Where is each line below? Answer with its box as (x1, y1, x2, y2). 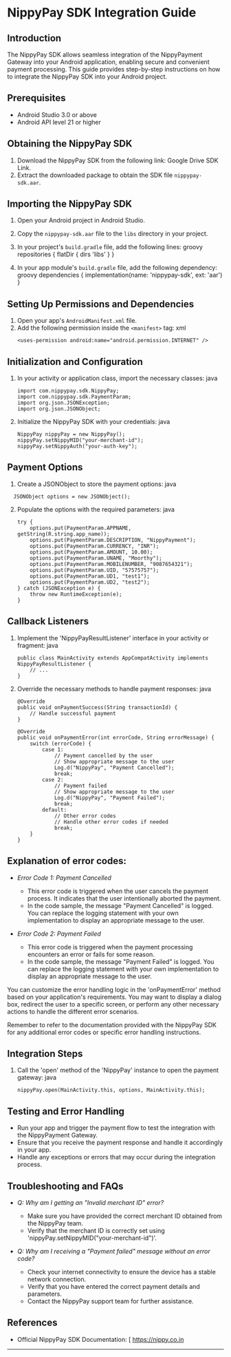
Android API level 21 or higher (16, 118, 102, 126)
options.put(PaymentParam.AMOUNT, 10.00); (30, 549, 153, 556)
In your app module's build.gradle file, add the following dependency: (16, 264, 218, 272)
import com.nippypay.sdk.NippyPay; (16, 388, 120, 395)
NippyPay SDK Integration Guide (7, 5, 197, 21)
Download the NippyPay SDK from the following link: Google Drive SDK (16, 156, 219, 165)
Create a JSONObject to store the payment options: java (16, 480, 177, 488)
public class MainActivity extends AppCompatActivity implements (16, 654, 208, 662)
